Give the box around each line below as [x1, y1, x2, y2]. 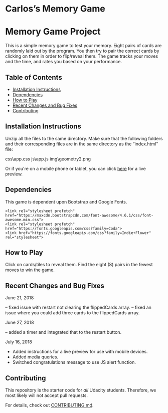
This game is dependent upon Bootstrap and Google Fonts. [5, 198, 127, 204]
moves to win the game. [5, 267, 55, 273]
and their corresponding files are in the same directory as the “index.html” [5, 141, 158, 147]
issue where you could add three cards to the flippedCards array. [5, 310, 140, 316]
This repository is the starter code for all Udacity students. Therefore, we [5, 387, 156, 393]
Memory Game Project [5, 26, 101, 38]
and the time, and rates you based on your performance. [5, 59, 122, 65]
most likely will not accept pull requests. [5, 392, 88, 398]
